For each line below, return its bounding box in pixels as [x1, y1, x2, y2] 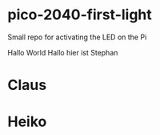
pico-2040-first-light [7, 6, 153, 24]
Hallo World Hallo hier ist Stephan [7, 47, 118, 57]
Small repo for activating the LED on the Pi [7, 32, 147, 42]
